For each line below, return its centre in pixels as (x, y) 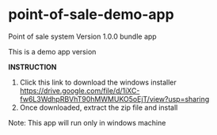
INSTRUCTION (32, 67)
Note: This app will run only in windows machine (87, 122)
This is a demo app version (52, 51)
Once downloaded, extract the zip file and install (99, 107)
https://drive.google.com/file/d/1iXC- (80, 90)
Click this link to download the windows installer (98, 82)
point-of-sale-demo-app (91, 15)
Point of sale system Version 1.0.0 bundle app (82, 36)
